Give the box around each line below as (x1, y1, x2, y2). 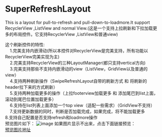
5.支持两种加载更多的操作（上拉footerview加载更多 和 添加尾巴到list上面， (9, 90, 158, 96)
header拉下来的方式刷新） (5, 84, 58, 90)
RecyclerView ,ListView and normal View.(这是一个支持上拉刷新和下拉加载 (5, 25, 153, 31)
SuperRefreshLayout (5, 3, 91, 15)
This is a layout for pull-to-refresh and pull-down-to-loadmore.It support (5, 19, 150, 25)
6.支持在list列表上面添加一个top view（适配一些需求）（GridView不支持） (9, 102, 155, 108)
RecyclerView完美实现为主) (5, 53, 60, 59)
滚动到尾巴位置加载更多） (5, 96, 56, 102)
